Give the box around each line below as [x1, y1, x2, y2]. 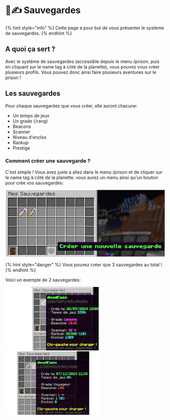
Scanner [12, 128, 30, 135]
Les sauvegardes [5, 89, 61, 98]
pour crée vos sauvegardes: [5, 180, 64, 186]
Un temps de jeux [12, 113, 50, 119]
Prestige [12, 145, 30, 151]
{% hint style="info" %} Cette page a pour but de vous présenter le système [5, 24, 164, 31]
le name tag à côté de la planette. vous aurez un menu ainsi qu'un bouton [5, 174, 158, 181]
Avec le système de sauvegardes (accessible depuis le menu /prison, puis [5, 58, 160, 64]
